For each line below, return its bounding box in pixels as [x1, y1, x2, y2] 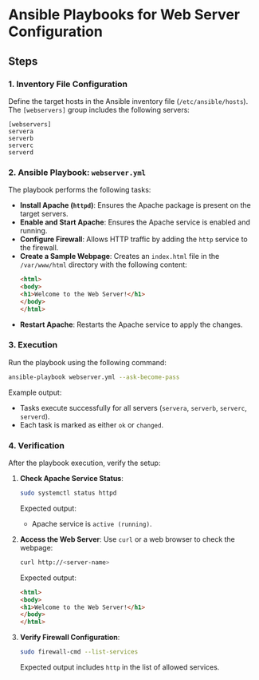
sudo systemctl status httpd [19, 489, 117, 497]
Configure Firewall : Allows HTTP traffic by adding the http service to [19, 234, 249, 245]
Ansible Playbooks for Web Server [8, 6, 241, 24]
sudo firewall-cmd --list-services [19, 648, 139, 656]
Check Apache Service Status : [19, 474, 124, 483]
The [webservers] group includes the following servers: [8, 105, 190, 114]
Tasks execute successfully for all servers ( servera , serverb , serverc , [19, 403, 247, 412]
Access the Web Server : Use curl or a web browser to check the [19, 534, 235, 544]
